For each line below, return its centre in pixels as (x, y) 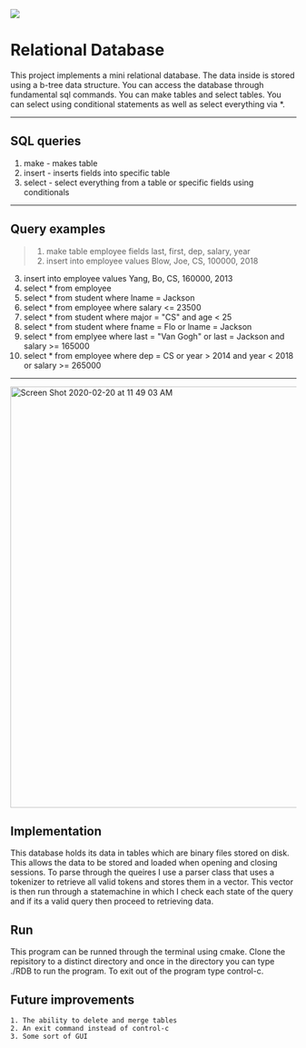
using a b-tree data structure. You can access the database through (137, 84)
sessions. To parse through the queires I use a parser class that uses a (143, 873)
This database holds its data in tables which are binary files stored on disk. (150, 853)
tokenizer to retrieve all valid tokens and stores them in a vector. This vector (152, 882)
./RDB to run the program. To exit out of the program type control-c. (137, 971)
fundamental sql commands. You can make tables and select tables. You (146, 94)
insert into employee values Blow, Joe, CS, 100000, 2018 (152, 261)
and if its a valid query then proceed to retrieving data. (112, 901)
